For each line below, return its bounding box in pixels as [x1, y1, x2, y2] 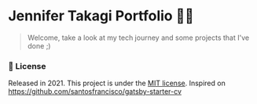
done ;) [27, 41, 51, 50]
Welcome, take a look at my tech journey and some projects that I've [27, 33, 250, 42]
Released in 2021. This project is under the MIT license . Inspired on [8, 78, 226, 88]
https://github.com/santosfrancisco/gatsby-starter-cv [8, 87, 182, 96]
